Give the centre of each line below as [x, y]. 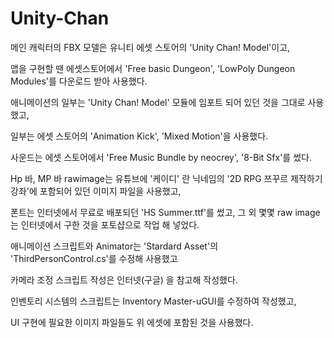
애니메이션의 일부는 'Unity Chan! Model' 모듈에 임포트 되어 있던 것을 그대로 [158, 102]
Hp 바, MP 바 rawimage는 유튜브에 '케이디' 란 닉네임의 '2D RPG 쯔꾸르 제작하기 [166, 178]
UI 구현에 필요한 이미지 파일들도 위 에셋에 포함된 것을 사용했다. [132, 322]
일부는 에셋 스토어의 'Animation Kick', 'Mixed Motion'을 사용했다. [139, 136]
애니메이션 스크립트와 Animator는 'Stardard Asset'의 [114, 246]
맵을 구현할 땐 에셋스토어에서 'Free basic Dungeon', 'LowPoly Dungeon [153, 68]
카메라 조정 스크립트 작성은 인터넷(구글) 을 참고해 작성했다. [124, 279]
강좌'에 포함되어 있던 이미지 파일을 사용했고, [96, 191]
